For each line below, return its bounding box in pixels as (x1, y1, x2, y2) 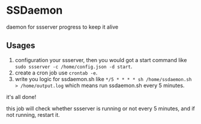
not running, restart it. (6, 111, 60, 118)
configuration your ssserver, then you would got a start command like (14, 56, 187, 63)
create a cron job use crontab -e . (14, 69, 98, 76)
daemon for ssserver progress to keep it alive (6, 23, 119, 30)
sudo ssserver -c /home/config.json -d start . (14, 63, 133, 70)
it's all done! (6, 93, 37, 100)
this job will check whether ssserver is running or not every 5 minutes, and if (6, 105, 195, 112)
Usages (6, 41, 35, 51)
